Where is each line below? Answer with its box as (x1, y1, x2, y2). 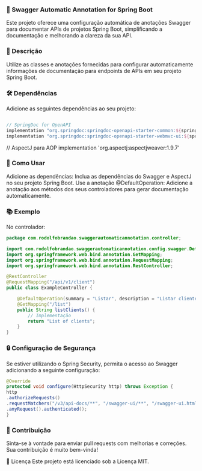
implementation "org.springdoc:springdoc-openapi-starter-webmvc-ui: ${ (6, 133, 189, 139)
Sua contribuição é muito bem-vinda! (6, 446, 98, 453)
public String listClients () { (17, 307, 96, 313)
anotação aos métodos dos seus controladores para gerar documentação (6, 185, 189, 192)
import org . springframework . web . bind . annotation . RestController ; (6, 262, 173, 269)
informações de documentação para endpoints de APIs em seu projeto (6, 67, 182, 74)
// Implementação (28, 312, 71, 318)
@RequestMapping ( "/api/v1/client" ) (6, 279, 96, 285)
